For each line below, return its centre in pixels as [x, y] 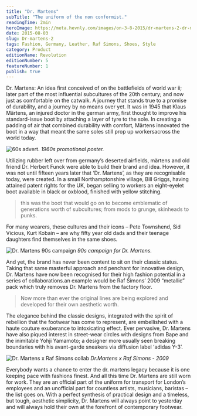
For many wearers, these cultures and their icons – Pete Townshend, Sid [93, 227]
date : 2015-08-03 [27, 33]
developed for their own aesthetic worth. [69, 305]
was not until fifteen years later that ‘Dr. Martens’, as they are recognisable [96, 173]
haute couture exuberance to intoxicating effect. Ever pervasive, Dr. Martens [98, 328]
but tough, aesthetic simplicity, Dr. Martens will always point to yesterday [94, 401]
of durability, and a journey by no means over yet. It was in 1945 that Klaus [96, 107]
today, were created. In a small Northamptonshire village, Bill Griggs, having [98, 179]
